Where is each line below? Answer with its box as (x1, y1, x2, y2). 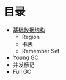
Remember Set (21, 47, 60, 54)
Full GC (12, 68, 32, 75)
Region (21, 33, 40, 40)
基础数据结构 (12, 26, 45, 34)
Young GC (12, 54, 39, 61)
